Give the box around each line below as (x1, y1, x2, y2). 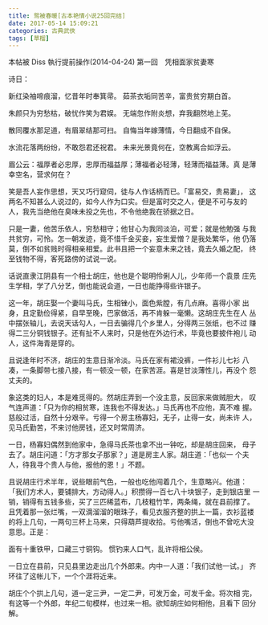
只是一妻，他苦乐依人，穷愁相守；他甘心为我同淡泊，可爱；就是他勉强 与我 (8, 224, 257, 234)
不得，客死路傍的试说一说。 (29, 254, 121, 263)
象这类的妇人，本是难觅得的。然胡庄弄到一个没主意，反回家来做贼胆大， (8, 393, 247, 402)
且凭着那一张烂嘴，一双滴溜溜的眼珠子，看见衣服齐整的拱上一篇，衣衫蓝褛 (8, 507, 254, 517)
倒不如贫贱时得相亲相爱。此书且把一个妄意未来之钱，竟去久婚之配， (22, 244, 247, 254)
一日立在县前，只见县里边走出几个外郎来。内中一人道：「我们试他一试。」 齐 (8, 562, 257, 571)
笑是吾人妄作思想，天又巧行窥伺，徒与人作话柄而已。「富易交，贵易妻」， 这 (8, 186, 257, 197)
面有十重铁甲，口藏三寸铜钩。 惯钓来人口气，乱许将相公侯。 (8, 544, 207, 554)
